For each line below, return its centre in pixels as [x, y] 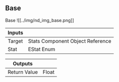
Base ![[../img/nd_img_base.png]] [39, 20]
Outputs [23, 63]
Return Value [23, 72]
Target [15, 41]
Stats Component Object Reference [70, 41]
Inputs [15, 32]
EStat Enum [42, 49]
